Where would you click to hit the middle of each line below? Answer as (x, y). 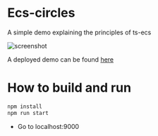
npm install (25, 107)
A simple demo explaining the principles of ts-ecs (79, 32)
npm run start (28, 113)
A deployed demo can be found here (61, 59)
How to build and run (69, 88)
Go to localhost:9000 (48, 126)
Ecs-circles (41, 13)
